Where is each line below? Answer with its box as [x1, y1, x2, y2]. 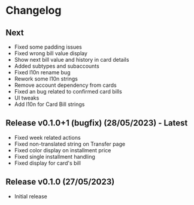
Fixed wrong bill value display [14, 50, 88, 57]
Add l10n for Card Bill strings [14, 101, 85, 108]
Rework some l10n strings [14, 76, 78, 82]
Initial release [14, 192, 47, 200]
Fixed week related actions [14, 134, 81, 141]
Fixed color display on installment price [14, 146, 111, 153]
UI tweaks [14, 94, 40, 101]
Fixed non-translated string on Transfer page [14, 140, 126, 147]
